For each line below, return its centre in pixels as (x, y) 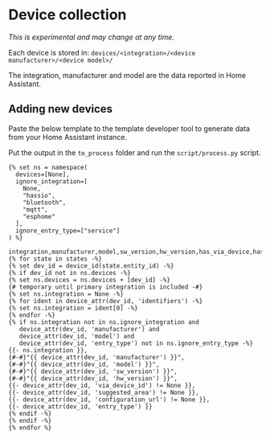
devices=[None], (43, 174)
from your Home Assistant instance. (67, 137)
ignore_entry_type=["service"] (68, 231)
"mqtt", (35, 209)
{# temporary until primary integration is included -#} (106, 287)
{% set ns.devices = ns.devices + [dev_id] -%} (90, 280)
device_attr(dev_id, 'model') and (77, 336)
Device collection (67, 15)
